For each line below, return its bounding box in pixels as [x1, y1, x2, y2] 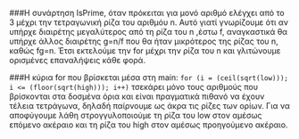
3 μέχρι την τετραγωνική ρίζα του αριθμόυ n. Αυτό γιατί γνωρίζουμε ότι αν [9, 17, 288, 28]
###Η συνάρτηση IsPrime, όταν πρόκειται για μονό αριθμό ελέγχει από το [9, 8, 285, 18]
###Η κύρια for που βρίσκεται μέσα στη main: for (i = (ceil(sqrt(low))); [9, 72, 288, 83]
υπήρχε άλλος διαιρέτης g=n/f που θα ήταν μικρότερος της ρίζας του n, [9, 36, 278, 46]
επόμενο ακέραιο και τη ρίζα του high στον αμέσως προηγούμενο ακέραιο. [9, 119, 288, 130]
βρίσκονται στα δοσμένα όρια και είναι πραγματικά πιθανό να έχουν [9, 91, 265, 102]
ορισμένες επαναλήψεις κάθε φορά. [9, 55, 145, 65]
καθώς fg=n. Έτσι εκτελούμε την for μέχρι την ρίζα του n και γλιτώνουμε [9, 45, 281, 56]
